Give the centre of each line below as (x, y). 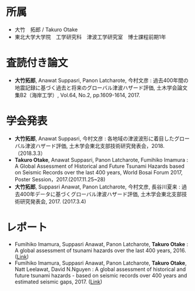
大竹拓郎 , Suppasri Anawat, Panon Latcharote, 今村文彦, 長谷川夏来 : (97, 187)
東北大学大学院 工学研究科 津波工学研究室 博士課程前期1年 (90, 37)
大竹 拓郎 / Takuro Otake (46, 29)
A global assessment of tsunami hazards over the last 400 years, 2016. (100, 250)
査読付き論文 (37, 63)
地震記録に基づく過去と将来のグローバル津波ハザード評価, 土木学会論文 (101, 87)
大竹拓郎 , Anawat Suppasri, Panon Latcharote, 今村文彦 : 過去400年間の (102, 80)
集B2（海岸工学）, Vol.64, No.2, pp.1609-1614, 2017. (77, 95)
